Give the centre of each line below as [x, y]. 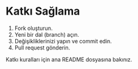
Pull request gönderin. [42, 48]
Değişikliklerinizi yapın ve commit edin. [63, 41]
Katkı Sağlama [43, 11]
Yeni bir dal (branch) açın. [47, 34]
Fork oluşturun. [33, 28]
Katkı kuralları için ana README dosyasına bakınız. [69, 59]
